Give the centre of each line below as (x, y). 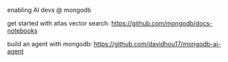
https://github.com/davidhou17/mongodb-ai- (157, 44)
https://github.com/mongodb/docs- (162, 23)
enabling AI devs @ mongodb (49, 10)
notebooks (22, 31)
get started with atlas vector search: (59, 23)
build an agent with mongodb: (50, 44)
